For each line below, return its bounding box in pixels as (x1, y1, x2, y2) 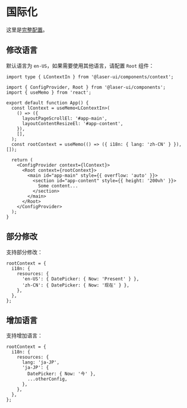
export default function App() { (6, 100, 89, 106)
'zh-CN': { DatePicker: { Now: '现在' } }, (21, 282, 129, 288)
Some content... (37, 183, 78, 189)
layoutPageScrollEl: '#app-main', (21, 115, 108, 122)
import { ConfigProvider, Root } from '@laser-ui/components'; (6, 84, 166, 90)
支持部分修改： (6, 248, 43, 256)
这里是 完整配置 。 (6, 26, 48, 33)
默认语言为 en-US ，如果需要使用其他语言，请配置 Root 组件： (6, 62, 154, 69)
